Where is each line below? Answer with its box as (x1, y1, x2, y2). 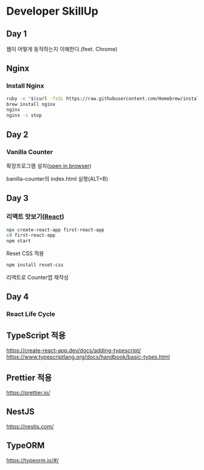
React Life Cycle (6, 310, 56, 318)
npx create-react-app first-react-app (6, 226, 104, 233)
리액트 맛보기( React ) (6, 212, 65, 221)
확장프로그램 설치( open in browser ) (6, 162, 92, 169)
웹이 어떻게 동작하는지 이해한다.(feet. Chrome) (6, 46, 118, 52)
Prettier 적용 (6, 373, 52, 383)
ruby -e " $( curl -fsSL (6, 96, 64, 102)
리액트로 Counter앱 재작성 (6, 274, 69, 281)
